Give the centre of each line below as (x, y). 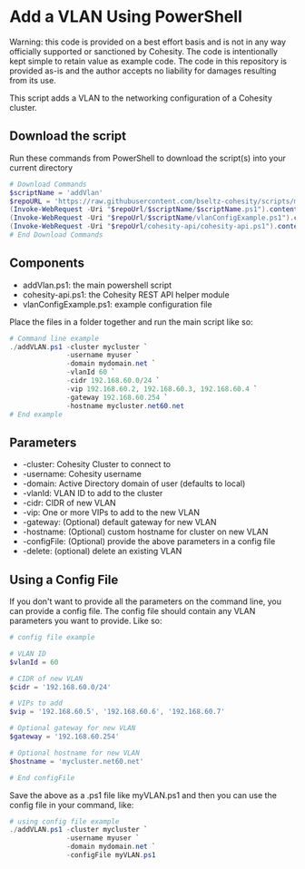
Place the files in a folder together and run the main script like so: (131, 322)
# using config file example (64, 821)
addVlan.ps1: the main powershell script (97, 285)
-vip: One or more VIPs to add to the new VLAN (111, 513)
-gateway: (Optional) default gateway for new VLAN (119, 522)
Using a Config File (64, 579)
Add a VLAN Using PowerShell (126, 17)
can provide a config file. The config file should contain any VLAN (133, 611)
